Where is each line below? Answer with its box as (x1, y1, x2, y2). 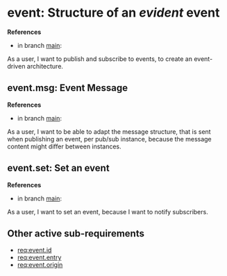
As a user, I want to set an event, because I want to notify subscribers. (7, 207, 208, 216)
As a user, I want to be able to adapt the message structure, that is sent (7, 127, 211, 136)
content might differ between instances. (7, 142, 121, 150)
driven (7, 62, 26, 70)
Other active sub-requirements (7, 227, 144, 239)
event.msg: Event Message (7, 82, 128, 94)
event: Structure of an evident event (7, 5, 220, 21)
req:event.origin (17, 261, 63, 269)
